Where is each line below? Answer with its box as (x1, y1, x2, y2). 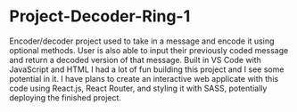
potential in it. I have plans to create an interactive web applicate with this (9, 73, 279, 84)
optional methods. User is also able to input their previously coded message (9, 44, 289, 55)
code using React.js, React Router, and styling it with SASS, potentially (9, 83, 268, 93)
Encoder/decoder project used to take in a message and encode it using (9, 36, 275, 46)
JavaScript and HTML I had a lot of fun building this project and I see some (9, 64, 285, 75)
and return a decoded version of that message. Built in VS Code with (9, 54, 261, 65)
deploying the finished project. (9, 92, 122, 103)
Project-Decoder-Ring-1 (9, 6, 191, 27)
